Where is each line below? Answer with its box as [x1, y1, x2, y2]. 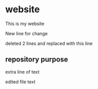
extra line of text [5, 69, 40, 75]
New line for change [5, 30, 48, 36]
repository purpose [5, 55, 68, 64]
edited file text [5, 78, 36, 85]
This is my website [5, 20, 44, 27]
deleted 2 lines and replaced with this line [5, 40, 93, 47]
